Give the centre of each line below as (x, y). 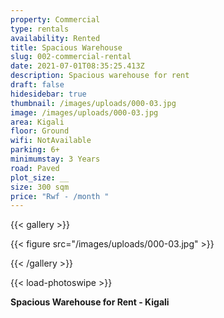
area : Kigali (37, 122)
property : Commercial (55, 19)
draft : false (37, 85)
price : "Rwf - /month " (60, 196)
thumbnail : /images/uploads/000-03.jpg (93, 103)
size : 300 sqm (40, 187)
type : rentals (40, 29)
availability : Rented (55, 38)
